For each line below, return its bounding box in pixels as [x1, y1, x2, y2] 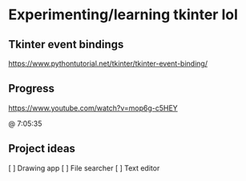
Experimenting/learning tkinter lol [8, 6, 238, 24]
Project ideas [8, 142, 76, 155]
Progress [8, 82, 54, 95]
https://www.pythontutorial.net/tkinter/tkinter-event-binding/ [8, 58, 208, 68]
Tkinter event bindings [8, 38, 124, 51]
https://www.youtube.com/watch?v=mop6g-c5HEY [8, 103, 178, 113]
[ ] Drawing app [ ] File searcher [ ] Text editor [8, 163, 160, 173]
